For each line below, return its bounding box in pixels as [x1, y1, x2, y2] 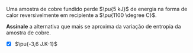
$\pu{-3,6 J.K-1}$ [14, 41, 58, 47]
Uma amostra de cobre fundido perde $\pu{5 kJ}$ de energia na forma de [6, 6, 188, 12]
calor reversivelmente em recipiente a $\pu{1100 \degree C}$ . [6, 12, 157, 19]
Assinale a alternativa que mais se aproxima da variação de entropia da [6, 23, 182, 30]
